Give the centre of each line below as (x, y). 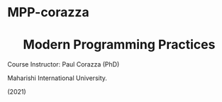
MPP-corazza (49, 12)
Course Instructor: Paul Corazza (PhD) (63, 64)
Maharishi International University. (57, 78)
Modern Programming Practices (119, 45)
